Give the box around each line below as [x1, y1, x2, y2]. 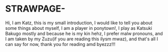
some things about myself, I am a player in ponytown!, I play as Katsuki [5, 25, 152, 31]
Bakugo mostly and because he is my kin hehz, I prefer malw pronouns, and [5, 30, 163, 36]
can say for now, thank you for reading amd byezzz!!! [5, 41, 116, 47]
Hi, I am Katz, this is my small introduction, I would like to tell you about [5, 20, 153, 26]
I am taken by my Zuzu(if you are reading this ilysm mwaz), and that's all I [5, 36, 158, 42]
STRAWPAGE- [5, 3, 66, 15]
